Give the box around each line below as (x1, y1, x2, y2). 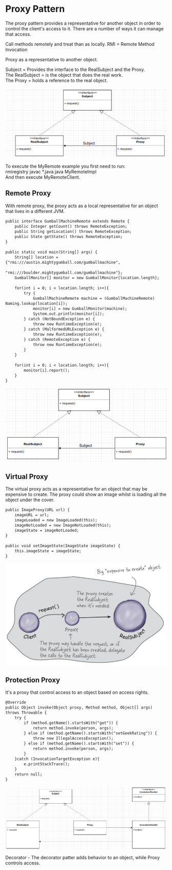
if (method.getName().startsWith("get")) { (24, 720, 118, 726)
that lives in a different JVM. (5, 208, 65, 214)
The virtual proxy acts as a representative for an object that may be (5, 486, 148, 492)
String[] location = (14, 255, 59, 260)
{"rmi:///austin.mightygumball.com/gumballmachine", (5, 260, 121, 265)
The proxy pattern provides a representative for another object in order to (5, 20, 161, 26)
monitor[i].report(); (24, 368, 70, 373)
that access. (5, 31, 32, 37)
